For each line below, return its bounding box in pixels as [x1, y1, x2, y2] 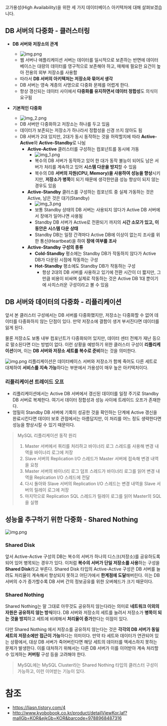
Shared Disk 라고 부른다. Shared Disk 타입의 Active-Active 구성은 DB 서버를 [5, 566, 156, 572]
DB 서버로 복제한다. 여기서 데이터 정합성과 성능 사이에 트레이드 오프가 [12, 397, 148, 403]
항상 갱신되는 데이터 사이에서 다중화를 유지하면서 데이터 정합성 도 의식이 [19, 88, 158, 94]
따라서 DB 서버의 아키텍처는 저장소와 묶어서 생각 [19, 76, 113, 82]
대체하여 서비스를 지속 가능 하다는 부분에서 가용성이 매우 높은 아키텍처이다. [5, 364, 149, 370]
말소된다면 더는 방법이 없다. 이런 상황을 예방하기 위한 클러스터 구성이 [10, 341, 144, 347]
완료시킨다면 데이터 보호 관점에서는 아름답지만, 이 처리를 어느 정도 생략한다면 [12, 415, 162, 421]
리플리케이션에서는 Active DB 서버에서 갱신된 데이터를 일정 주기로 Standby [12, 390, 159, 396]
